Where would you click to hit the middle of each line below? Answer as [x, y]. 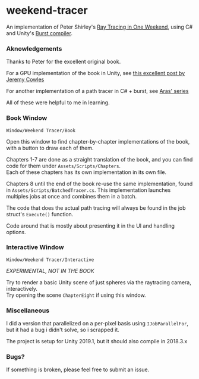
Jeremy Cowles [25, 80]
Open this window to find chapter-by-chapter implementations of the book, [98, 141]
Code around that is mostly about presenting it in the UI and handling [91, 226]
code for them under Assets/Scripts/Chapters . [63, 166]
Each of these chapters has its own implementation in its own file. [86, 172]
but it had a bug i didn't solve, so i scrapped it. [63, 330]
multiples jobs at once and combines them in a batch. [72, 196]
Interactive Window [35, 247]
